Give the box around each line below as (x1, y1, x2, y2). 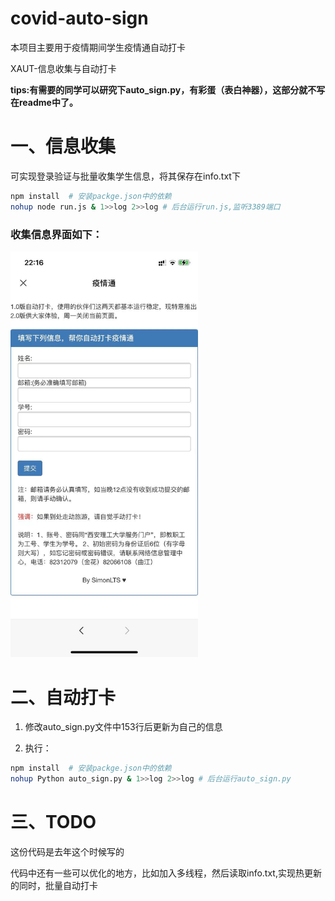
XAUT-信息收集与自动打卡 (10, 62, 117, 74)
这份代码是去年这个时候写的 (10, 846, 125, 858)
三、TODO (10, 811, 97, 834)
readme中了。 (18, 96, 78, 108)
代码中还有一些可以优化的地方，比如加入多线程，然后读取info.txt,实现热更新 (10, 867, 322, 879)
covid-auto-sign (10, 7, 149, 30)
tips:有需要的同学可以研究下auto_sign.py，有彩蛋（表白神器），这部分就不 (10, 83, 317, 96)
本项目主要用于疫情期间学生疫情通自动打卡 (10, 41, 186, 53)
